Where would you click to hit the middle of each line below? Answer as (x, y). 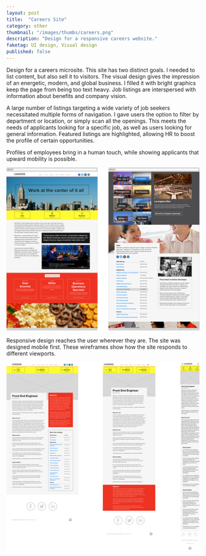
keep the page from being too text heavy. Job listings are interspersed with (101, 89)
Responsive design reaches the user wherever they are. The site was (93, 340)
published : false (29, 52)
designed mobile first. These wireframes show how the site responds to (97, 347)
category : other (27, 26)
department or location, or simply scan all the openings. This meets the (96, 121)
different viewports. (31, 353)
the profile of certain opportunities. (51, 140)
